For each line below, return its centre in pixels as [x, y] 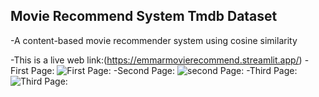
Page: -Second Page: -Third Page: [164, 70]
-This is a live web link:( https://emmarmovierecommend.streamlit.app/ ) [156, 60]
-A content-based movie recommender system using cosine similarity [154, 40]
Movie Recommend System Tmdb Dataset [144, 16]
